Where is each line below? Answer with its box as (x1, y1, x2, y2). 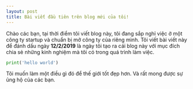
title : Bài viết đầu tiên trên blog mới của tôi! (6, 14, 129, 20)
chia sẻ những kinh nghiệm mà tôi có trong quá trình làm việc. (6, 48, 155, 55)
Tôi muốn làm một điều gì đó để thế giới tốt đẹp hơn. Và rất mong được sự (6, 70, 183, 77)
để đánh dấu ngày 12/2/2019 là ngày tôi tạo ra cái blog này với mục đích (6, 42, 180, 49)
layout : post (6, 8, 38, 15)
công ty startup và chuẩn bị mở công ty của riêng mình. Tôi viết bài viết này (6, 36, 188, 43)
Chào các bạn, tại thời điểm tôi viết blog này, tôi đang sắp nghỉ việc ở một (6, 30, 183, 37)
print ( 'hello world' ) (6, 59, 59, 66)
